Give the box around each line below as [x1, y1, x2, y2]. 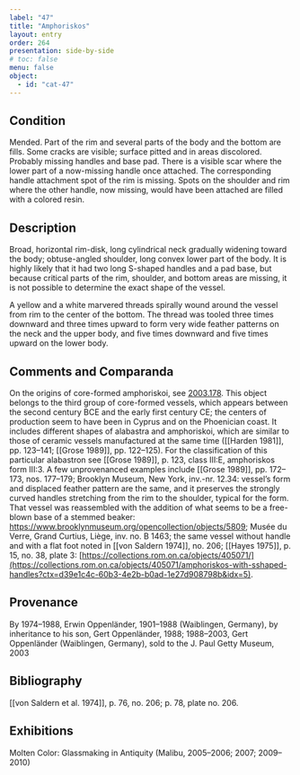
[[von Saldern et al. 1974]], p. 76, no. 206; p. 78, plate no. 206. [9, 697, 239, 708]
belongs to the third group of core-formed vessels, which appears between [9, 397, 289, 409]
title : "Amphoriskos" [9, 22, 91, 31]
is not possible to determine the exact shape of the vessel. [9, 282, 226, 293]
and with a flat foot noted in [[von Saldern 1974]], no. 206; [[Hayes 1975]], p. [9, 541, 292, 551]
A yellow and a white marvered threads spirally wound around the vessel [9, 300, 278, 311]
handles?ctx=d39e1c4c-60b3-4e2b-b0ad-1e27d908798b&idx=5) [9, 569, 251, 580]
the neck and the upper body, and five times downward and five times [9, 329, 269, 339]
